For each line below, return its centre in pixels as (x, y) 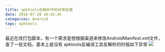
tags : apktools (21, 24)
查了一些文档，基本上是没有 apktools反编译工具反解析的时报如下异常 (76, 45)
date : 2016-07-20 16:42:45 (33, 14)
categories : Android (27, 19)
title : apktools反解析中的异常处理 (39, 10)
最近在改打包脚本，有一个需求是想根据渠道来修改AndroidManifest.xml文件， (84, 38)
